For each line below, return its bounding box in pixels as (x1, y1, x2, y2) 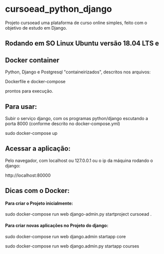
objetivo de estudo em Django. (5, 25, 67, 31)
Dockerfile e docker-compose (5, 79, 66, 85)
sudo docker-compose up (5, 130, 58, 136)
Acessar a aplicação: (5, 144, 71, 153)
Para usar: (5, 102, 37, 111)
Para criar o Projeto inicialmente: (5, 200, 73, 206)
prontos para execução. (5, 88, 54, 94)
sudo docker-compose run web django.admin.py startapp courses (5, 243, 139, 249)
